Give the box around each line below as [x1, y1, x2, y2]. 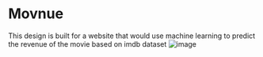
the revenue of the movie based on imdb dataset [8, 39, 167, 48]
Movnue [8, 5, 64, 23]
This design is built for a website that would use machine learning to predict [8, 31, 256, 40]
